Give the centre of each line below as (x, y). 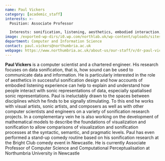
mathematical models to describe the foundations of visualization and (76, 122)
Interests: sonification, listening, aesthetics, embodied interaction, (85, 32)
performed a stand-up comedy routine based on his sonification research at (82, 137)
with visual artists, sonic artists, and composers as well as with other (74, 106)
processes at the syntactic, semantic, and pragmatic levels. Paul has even (80, 132)
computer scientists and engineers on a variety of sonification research (77, 111)
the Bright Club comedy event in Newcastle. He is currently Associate (76, 142)
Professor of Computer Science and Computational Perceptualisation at (77, 148)
